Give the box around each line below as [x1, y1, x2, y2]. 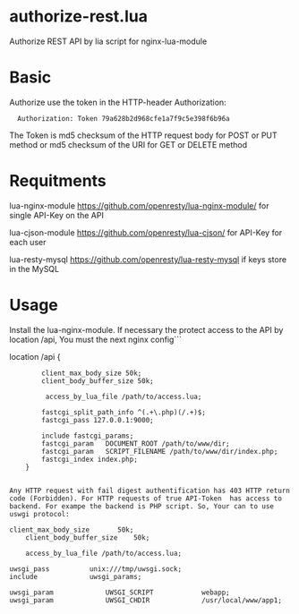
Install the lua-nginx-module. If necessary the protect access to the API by [9, 324, 284, 335]
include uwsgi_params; [9, 572, 142, 581]
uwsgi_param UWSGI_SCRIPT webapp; [9, 588, 230, 597]
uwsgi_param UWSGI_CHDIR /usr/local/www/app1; [9, 595, 282, 605]
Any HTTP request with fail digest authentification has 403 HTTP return [9, 486, 291, 495]
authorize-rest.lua [9, 6, 148, 27]
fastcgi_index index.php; [41, 455, 139, 464]
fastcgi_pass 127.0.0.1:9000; [41, 415, 154, 424]
